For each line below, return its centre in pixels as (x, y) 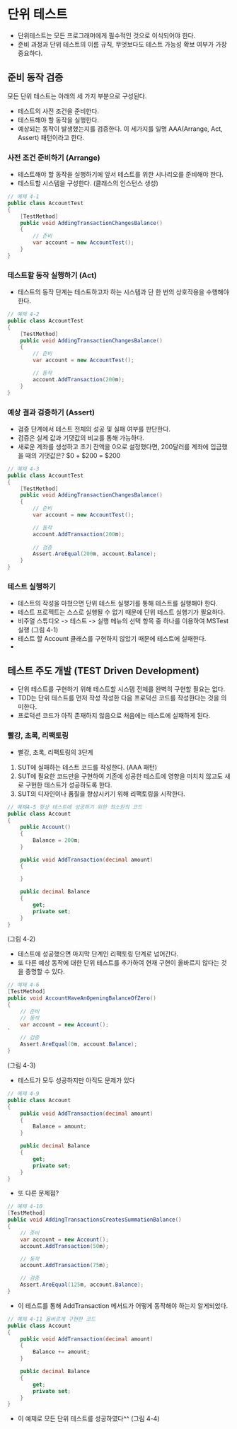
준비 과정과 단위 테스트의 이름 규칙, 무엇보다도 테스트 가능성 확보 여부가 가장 (122, 44)
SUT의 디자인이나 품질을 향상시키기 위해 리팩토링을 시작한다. (101, 794)
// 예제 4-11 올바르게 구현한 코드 (52, 1319)
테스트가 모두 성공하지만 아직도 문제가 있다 (76, 1080)
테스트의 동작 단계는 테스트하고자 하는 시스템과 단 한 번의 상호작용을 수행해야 (123, 292)
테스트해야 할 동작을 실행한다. (58, 120)
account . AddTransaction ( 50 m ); (65, 1246)
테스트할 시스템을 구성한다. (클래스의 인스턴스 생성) (88, 183)
